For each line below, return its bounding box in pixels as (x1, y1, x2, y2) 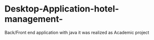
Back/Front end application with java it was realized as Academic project (4, 29, 150, 35)
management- (4, 13, 63, 25)
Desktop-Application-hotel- (4, 3, 119, 14)
